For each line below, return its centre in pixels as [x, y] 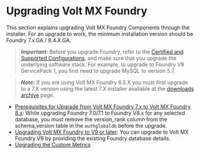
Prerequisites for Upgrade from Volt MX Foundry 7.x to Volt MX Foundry [103, 106]
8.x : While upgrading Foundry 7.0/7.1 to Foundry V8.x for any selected [100, 113]
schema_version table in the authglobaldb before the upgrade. [91, 125]
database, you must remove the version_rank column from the [91, 119]
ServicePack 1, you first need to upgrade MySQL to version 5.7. [98, 70]
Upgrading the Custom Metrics [53, 144]
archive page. [37, 95]
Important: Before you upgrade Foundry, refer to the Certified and [102, 51]
